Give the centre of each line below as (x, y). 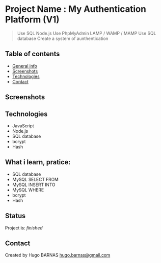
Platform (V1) (32, 19)
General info (25, 66)
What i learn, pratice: (38, 162)
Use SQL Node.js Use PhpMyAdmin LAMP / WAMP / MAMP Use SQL (86, 33)
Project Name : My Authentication (76, 9)
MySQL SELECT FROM (35, 179)
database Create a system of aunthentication (63, 38)
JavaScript (23, 126)
